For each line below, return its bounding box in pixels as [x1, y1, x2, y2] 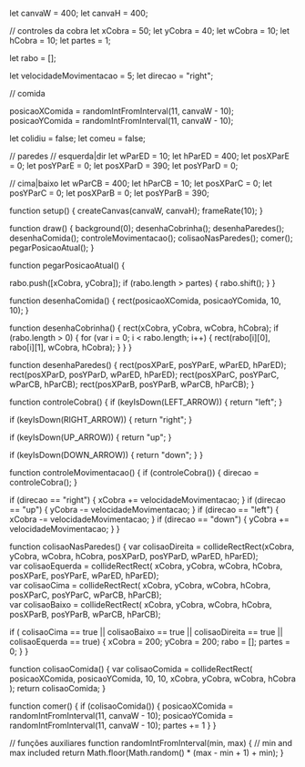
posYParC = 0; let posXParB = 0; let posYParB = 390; [9, 188, 209, 199]
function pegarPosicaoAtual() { [9, 260, 126, 271]
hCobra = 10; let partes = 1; [9, 36, 111, 46]
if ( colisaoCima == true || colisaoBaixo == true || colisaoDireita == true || [9, 627, 284, 637]
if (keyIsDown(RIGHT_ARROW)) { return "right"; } [9, 414, 193, 424]
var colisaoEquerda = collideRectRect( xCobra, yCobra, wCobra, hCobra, [9, 560, 283, 571]
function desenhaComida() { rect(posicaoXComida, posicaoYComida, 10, [9, 295, 282, 306]
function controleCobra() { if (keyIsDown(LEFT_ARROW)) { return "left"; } [9, 396, 283, 407]
